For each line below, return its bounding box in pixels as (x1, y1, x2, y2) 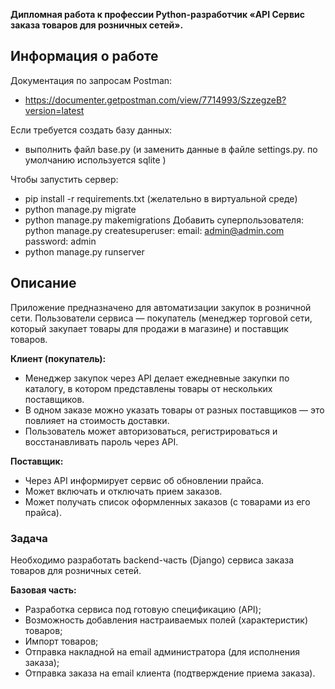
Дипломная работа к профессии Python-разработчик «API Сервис (10, 9, 305, 20)
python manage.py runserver (24, 245, 145, 258)
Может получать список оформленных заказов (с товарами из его (24, 495, 311, 508)
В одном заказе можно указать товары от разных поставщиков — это (24, 404, 325, 416)
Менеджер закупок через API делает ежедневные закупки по (24, 372, 290, 384)
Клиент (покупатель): (10, 352, 107, 364)
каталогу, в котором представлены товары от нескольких (24, 382, 273, 394)
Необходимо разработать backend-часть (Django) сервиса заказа (10, 554, 295, 566)
